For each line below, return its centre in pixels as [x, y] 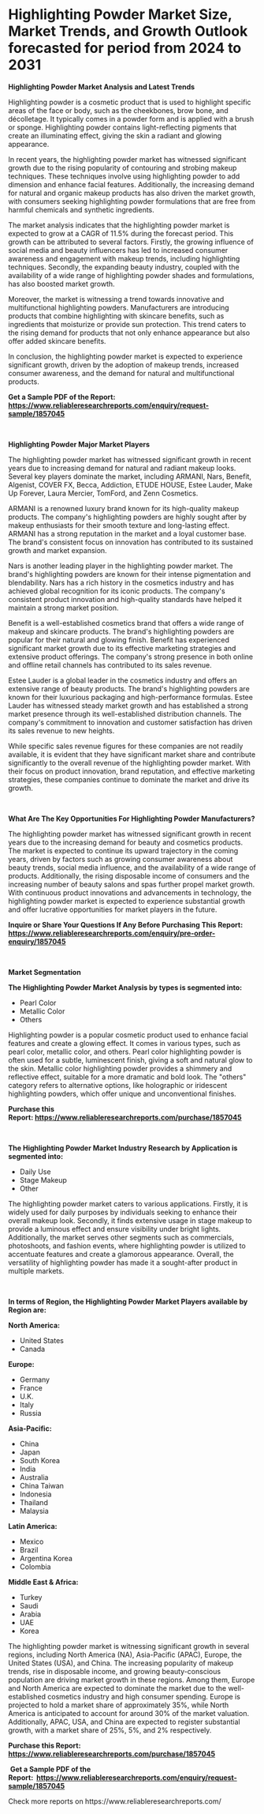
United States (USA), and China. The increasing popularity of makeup [121, 1663]
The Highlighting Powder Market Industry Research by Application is [123, 1148]
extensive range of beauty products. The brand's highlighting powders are [129, 688]
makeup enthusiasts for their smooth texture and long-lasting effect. [119, 525]
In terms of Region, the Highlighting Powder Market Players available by [128, 1301]
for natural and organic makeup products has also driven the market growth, [132, 193]
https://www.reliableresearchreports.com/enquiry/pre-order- [112, 933]
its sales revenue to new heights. [61, 730]
